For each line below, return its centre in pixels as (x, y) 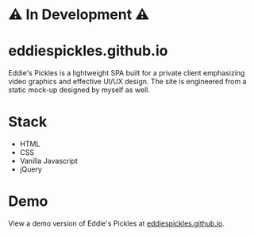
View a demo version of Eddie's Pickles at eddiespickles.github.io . (116, 223)
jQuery (31, 169)
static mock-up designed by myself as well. (79, 90)
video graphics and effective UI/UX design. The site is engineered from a (127, 82)
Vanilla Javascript (48, 161)
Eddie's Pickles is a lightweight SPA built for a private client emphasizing (127, 73)
